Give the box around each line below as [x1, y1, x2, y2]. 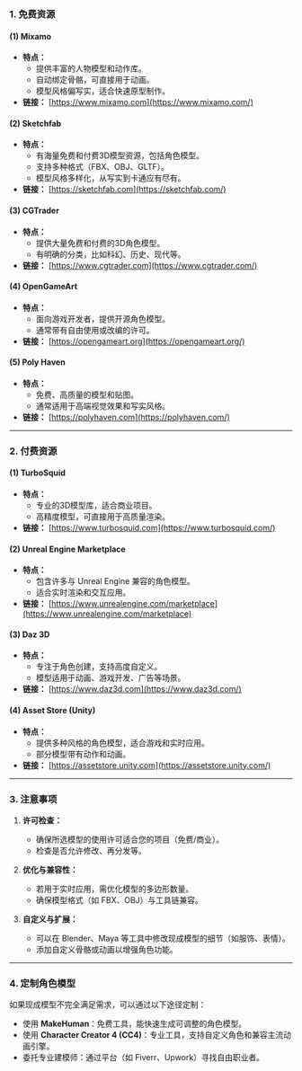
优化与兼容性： [22, 864, 78, 875]
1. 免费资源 [9, 7, 56, 20]
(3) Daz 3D [9, 629, 50, 640]
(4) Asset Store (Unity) [9, 705, 96, 716]
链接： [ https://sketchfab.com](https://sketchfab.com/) [22, 184, 226, 195]
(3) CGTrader [9, 205, 60, 216]
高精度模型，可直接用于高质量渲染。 [35, 511, 171, 522]
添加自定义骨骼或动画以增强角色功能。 [35, 943, 178, 954]
